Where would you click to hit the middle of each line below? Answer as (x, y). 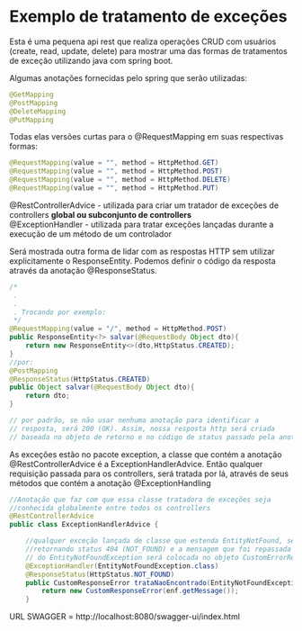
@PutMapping (31, 120)
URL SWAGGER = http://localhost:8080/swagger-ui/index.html (125, 617)
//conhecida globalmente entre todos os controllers (110, 508)
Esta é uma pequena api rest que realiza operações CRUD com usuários (143, 41)
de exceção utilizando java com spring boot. (91, 60)
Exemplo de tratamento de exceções (148, 17)
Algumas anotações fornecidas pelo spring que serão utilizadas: (128, 77)
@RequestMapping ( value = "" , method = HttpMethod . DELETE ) (120, 180)
